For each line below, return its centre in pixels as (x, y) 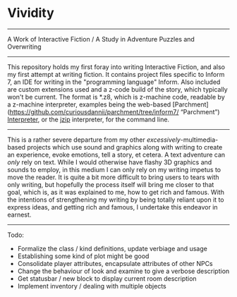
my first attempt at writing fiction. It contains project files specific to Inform (116, 74)
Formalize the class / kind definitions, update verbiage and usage (113, 248)
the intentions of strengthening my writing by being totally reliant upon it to (116, 200)
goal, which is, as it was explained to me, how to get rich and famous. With (116, 192)
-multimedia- (199, 140)
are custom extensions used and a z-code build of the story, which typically (117, 89)
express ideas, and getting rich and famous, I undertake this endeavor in (113, 207)
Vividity (31, 13)
